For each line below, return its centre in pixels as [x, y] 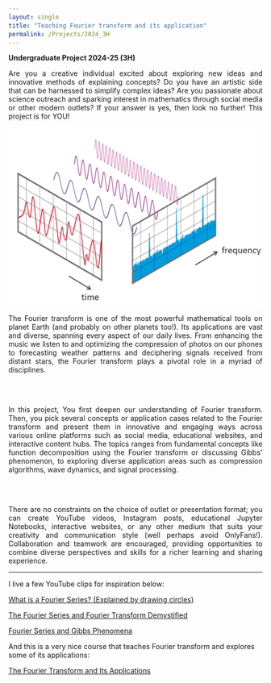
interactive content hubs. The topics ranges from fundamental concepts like [135, 444]
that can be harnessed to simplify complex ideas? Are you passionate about [135, 91]
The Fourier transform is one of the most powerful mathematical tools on [135, 319]
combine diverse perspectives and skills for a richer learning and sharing [135, 552]
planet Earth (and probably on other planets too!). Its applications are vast [135, 327]
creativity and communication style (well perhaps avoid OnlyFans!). [135, 535]
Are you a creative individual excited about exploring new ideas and [135, 73]
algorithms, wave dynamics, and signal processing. [94, 470]
